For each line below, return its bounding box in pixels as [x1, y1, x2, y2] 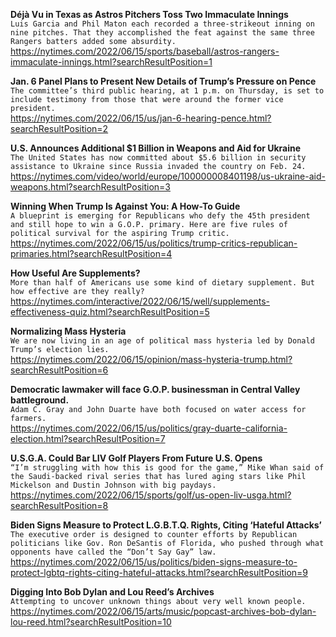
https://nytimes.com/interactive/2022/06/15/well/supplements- [10, 295, 270, 307]
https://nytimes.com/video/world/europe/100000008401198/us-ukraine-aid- [10, 170, 326, 182]
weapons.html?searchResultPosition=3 [10, 181, 171, 193]
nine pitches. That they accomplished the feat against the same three [10, 28, 315, 38]
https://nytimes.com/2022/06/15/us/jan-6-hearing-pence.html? [10, 112, 272, 124]
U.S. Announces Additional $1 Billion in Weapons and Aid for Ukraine [10, 142, 302, 154]
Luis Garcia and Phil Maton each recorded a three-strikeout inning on [10, 19, 315, 29]
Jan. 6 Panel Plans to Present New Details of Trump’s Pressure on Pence [10, 75, 317, 87]
